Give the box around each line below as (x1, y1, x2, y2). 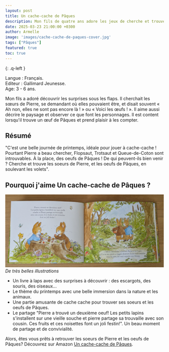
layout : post (5, 8, 33, 13)
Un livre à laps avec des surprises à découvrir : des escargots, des (12, 278, 151, 284)
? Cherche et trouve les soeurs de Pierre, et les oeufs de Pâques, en (5, 161, 147, 167)
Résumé (5, 132, 32, 140)
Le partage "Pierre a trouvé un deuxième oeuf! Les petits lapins (12, 310, 144, 316)
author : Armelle (5, 29, 39, 35)
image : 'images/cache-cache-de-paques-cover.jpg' (5, 35, 112, 40)
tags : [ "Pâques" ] (5, 40, 42, 45)
